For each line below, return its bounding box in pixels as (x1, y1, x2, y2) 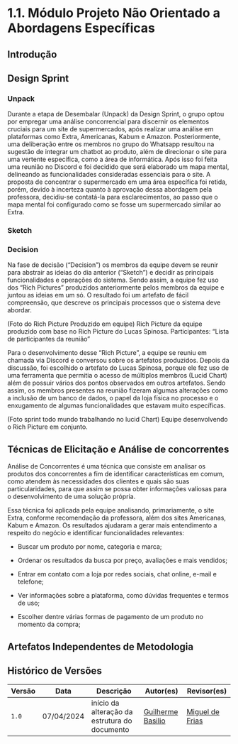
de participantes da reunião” (7, 335, 91, 344)
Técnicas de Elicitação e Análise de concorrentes (7, 443, 229, 455)
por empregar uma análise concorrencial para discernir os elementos (7, 117, 210, 126)
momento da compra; (17, 620, 81, 629)
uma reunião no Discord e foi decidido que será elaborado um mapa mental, (7, 163, 229, 171)
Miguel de (186, 706, 220, 716)
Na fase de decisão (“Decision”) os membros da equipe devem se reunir (7, 261, 218, 269)
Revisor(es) (186, 686, 227, 696)
